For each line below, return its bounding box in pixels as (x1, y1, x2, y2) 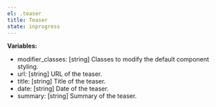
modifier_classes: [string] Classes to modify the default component (17, 55, 210, 64)
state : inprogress (7, 23, 60, 30)
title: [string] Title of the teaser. (17, 77, 106, 86)
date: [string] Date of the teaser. (17, 84, 109, 93)
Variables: (7, 42, 37, 50)
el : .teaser (7, 10, 42, 17)
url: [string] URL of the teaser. (17, 70, 102, 78)
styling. (17, 63, 39, 71)
